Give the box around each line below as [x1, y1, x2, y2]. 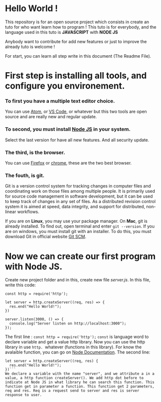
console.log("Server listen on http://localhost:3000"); [9, 321, 127, 326]
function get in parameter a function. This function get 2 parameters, [5, 384, 155, 389]
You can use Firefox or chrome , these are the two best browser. [5, 160, 132, 166]
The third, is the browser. [5, 149, 65, 155]
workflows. [17, 209, 40, 215]
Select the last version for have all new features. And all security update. [5, 137, 149, 143]
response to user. [5, 393, 42, 398]
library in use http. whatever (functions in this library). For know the [5, 344, 142, 350]
